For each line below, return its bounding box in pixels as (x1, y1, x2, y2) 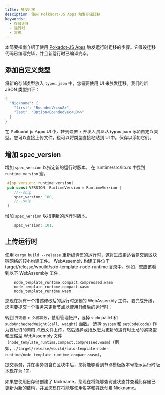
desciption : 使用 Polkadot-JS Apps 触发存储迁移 (5, 12, 101, 17)
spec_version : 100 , (14, 194, 54, 199)
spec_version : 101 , (14, 223, 54, 228)
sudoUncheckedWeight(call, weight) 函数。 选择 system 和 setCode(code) (5, 321, 151, 327)
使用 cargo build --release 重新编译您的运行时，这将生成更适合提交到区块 (5, 252, 157, 258)
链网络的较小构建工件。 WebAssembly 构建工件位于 (5, 258, 110, 263)
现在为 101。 (9, 368, 34, 374)
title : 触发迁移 (5, 7, 35, 12)
